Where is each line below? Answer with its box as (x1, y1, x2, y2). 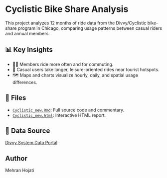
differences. (12, 79, 37, 85)
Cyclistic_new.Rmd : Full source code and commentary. (12, 107, 125, 113)
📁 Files (5, 93, 26, 102)
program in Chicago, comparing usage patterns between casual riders (17, 25, 163, 31)
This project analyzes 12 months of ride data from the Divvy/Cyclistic (5, 20, 147, 26)
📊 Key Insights (5, 46, 53, 54)
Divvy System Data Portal (5, 140, 58, 146)
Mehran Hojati (5, 168, 34, 174)
